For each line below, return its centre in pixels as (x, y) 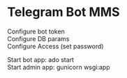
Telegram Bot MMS (63, 12)
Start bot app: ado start (41, 59)
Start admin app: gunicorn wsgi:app (59, 67)
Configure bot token (36, 31)
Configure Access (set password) (55, 46)
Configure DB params (38, 38)
